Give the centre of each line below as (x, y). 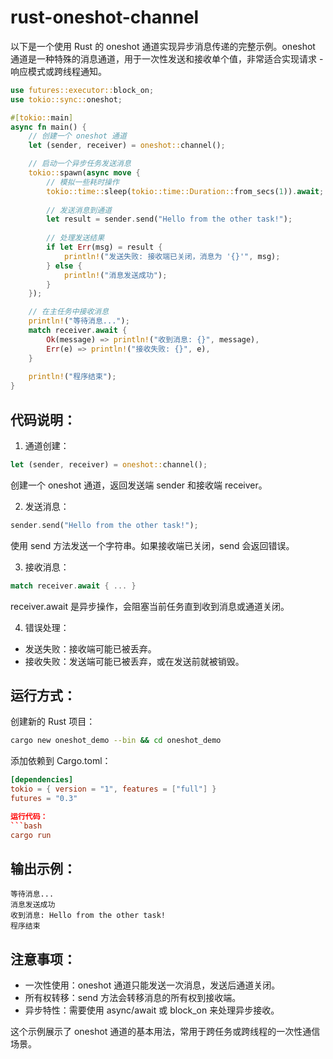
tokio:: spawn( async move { (84, 173)
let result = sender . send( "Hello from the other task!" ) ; (169, 219)
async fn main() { (48, 127)
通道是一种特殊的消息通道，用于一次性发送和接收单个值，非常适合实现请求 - (167, 58)
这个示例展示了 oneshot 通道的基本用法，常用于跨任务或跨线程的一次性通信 (165, 1032)
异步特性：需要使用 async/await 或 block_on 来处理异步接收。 (152, 1010)
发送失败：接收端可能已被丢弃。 (90, 648)
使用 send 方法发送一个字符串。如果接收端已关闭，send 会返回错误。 (152, 545)
